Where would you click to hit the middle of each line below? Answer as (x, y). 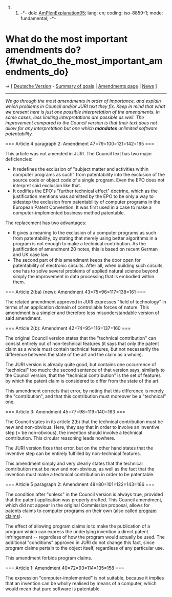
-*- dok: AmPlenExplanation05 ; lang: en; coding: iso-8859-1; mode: (92, 13)
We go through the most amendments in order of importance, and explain (83, 101)
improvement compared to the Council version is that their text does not (81, 122)
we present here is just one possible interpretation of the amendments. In (83, 112)
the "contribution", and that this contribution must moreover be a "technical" (86, 396)
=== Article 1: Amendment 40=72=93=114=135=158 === (65, 568)
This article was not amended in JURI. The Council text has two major (79, 153)
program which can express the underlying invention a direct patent (77, 531)
